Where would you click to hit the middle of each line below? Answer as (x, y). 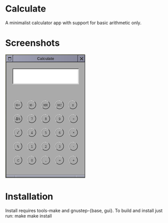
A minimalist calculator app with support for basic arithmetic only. (73, 23)
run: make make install (29, 216)
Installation (29, 197)
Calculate (26, 9)
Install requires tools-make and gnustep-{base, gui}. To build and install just (84, 210)
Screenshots (33, 43)
